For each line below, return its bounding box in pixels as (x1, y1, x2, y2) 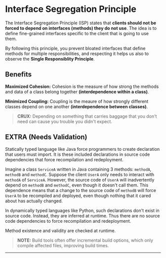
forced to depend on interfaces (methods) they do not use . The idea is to (5, 25, 157, 31)
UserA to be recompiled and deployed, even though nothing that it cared (5, 193, 151, 198)
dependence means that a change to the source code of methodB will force (5, 187, 157, 193)
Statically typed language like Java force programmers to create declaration (5, 146, 160, 152)
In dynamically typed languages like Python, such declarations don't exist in (5, 207, 160, 213)
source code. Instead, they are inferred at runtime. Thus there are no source (5, 212, 160, 219)
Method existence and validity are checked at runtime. (5, 227, 116, 234)
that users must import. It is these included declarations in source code (5, 151, 150, 157)
